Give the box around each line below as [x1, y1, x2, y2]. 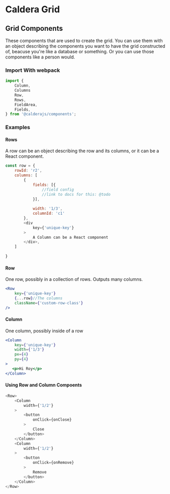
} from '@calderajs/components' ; [5, 112, 77, 117]
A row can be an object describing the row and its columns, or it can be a [5, 148, 159, 154]
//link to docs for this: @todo [41, 192, 111, 197]
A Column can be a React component [32, 235, 109, 240]
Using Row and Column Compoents [5, 382, 82, 388]
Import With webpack [5, 67, 60, 74]
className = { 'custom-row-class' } [14, 300, 83, 305]
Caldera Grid [5, 4, 60, 15]
